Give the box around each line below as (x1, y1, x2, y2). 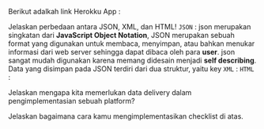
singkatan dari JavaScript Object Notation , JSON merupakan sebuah (8, 31, 235, 40)
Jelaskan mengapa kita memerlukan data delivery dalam (8, 88, 192, 97)
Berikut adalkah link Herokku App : (8, 7, 121, 16)
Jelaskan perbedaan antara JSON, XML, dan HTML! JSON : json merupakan (8, 22, 251, 31)
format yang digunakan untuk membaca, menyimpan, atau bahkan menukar (8, 39, 255, 48)
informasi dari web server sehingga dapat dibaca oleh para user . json (8, 47, 236, 56)
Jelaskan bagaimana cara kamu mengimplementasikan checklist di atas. (8, 112, 243, 121)
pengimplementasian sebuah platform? (8, 97, 136, 105)
